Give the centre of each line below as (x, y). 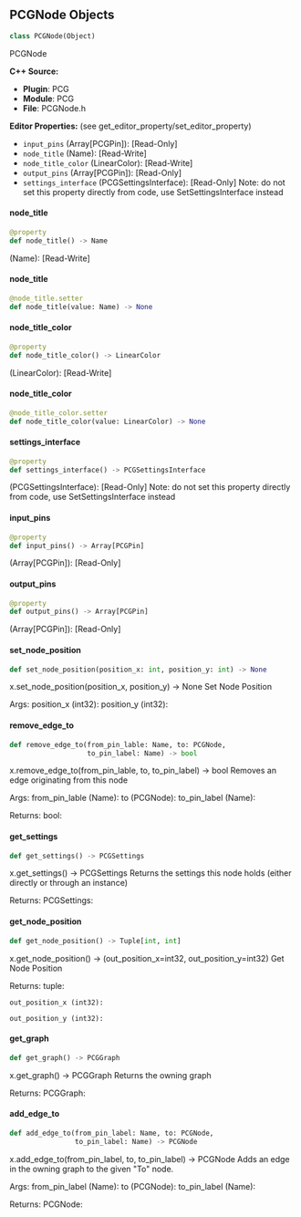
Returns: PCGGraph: (48, 1093)
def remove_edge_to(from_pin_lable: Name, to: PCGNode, (118, 744)
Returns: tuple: (37, 985)
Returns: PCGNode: (47, 1204)
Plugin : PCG (46, 88)
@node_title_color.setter (58, 413)
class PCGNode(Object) (52, 36)
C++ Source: (34, 71)
